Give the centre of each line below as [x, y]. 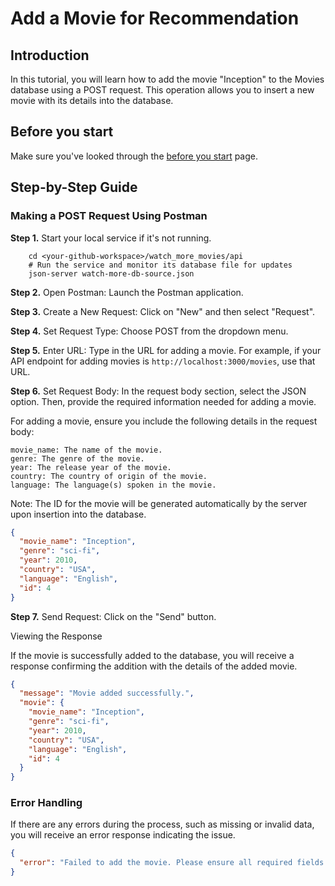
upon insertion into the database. [78, 514]
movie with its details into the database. [92, 100]
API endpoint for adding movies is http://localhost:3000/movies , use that [163, 361]
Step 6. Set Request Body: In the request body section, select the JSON [158, 391]
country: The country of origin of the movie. [109, 476]
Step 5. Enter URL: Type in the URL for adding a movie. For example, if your [166, 350]
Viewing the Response [56, 636]
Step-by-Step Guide [74, 187]
